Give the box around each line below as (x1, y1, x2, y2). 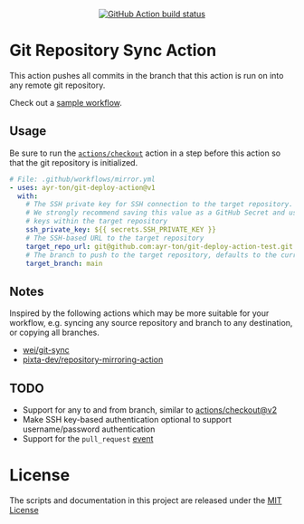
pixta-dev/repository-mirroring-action (22, 354, 164, 366)
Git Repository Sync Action (9, 41, 217, 61)
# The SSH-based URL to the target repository (25, 233, 204, 243)
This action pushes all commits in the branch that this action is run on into (9, 70, 284, 81)
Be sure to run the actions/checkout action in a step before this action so (9, 148, 281, 158)
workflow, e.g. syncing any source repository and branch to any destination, (9, 318, 293, 329)
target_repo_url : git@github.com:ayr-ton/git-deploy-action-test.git (25, 242, 294, 251)
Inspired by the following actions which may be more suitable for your (9, 308, 270, 319)
